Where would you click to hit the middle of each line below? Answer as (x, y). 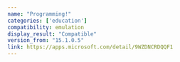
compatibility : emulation (46, 27)
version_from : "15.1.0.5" (46, 41)
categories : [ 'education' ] (47, 21)
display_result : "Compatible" (52, 34)
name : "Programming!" (39, 14)
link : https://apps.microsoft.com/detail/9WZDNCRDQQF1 (90, 47)
